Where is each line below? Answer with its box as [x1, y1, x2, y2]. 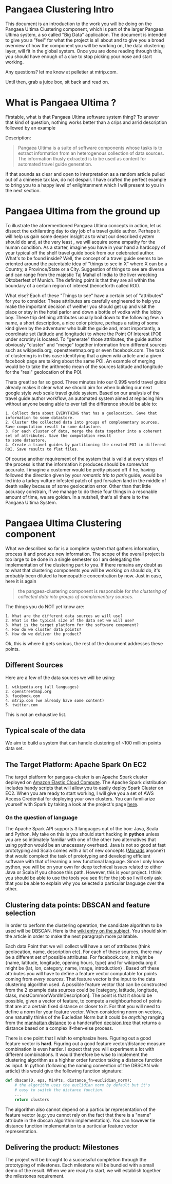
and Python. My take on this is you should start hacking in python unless [5, 831, 160, 837]
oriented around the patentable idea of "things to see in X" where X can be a [5, 261, 167, 267]
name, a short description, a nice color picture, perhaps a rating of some [5, 320, 159, 326]
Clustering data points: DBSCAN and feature [5, 901, 150, 909]
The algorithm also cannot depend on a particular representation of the [5, 1106, 156, 1113]
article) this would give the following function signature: [5, 1068, 123, 1074]
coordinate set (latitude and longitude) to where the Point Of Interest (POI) [5, 331, 162, 337]
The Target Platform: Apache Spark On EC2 [5, 760, 147, 769]
